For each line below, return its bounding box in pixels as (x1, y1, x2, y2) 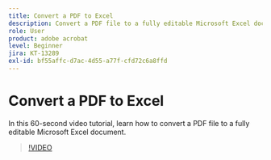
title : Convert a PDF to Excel (8, 11, 114, 20)
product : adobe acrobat (8, 34, 89, 43)
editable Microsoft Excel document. (8, 127, 127, 137)
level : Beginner (8, 42, 63, 50)
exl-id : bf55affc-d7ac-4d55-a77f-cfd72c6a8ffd (8, 57, 168, 65)
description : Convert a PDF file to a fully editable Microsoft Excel (8, 19, 251, 27)
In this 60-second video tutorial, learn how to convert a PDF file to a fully (8, 118, 250, 128)
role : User (8, 27, 45, 35)
